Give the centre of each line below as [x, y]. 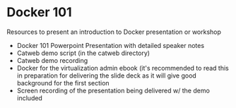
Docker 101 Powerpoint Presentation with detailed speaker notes [111, 45]
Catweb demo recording [52, 60]
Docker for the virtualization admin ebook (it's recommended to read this [123, 68]
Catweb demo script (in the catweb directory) [83, 53]
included [30, 98]
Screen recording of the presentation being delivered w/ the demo [113, 90]
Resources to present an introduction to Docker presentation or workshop [114, 32]
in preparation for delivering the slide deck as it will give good [107, 76]
